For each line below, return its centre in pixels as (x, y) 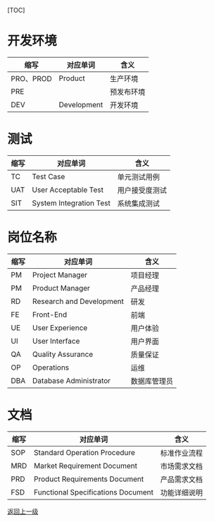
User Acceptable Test (68, 190)
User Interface (56, 341)
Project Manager (60, 274)
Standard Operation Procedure (85, 452)
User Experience (60, 327)
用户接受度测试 (142, 190)
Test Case (49, 176)
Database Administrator (72, 380)
